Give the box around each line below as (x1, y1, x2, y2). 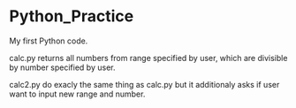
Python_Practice (9, 6, 134, 27)
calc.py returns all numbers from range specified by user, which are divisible (9, 52, 288, 63)
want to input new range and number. (9, 89, 146, 99)
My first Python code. (9, 35, 88, 46)
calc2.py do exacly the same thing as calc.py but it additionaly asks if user (9, 79, 280, 89)
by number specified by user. (9, 62, 116, 73)
